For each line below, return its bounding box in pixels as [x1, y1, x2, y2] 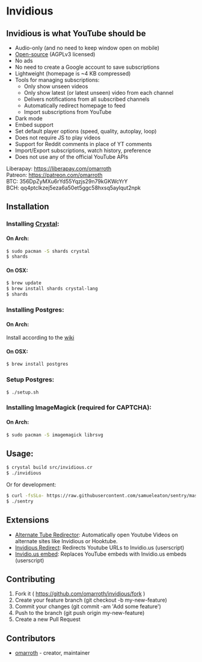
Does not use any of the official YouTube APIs [14, 153, 129, 161]
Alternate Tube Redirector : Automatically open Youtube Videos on [14, 531, 179, 538]
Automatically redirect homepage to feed [23, 102, 126, 109]
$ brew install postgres [6, 361, 69, 368]
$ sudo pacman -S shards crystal [6, 248, 90, 254]
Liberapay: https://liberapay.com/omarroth [6, 165, 112, 172]
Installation [6, 202, 49, 212]
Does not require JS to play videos [14, 134, 101, 141]
